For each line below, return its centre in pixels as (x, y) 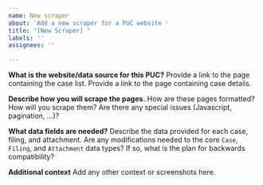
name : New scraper (39, 16)
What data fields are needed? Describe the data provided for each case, (128, 132)
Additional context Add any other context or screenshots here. (112, 172)
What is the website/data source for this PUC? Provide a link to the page (129, 75)
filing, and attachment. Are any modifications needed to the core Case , (123, 140)
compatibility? (31, 157)
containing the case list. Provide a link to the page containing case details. (130, 84)
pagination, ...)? (34, 116)
